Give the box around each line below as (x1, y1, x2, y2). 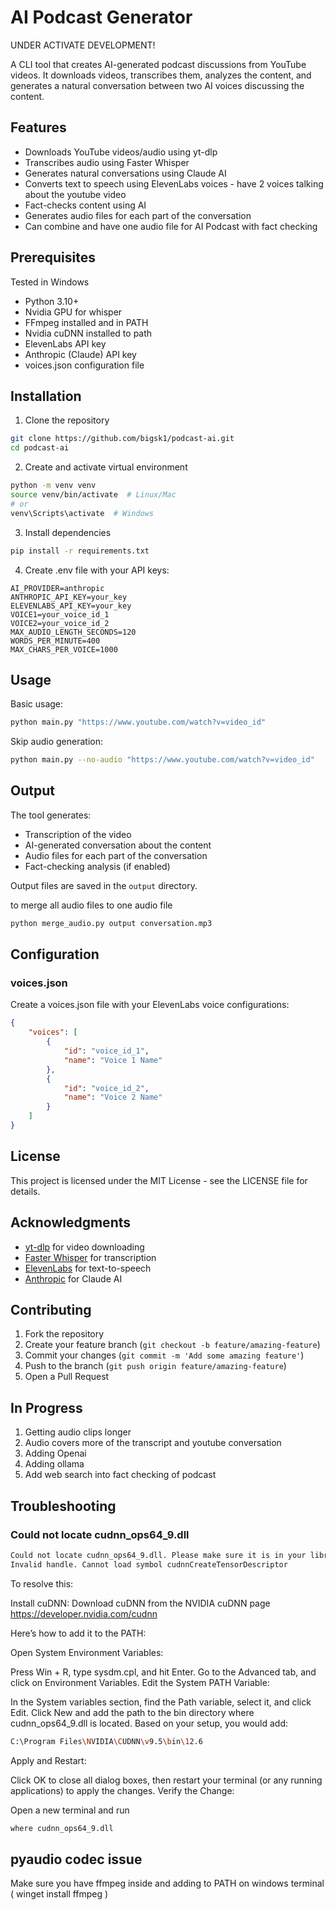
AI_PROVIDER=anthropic (10, 583, 105, 593)
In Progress (10, 1399, 83, 1416)
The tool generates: (10, 809, 92, 821)
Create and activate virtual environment (24, 461, 188, 473)
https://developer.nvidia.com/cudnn (10, 1607, 158, 1620)
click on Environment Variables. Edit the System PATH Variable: (10, 1676, 270, 1688)
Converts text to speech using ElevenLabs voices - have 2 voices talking (24, 177, 324, 190)
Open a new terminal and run (10, 1804, 130, 1816)
